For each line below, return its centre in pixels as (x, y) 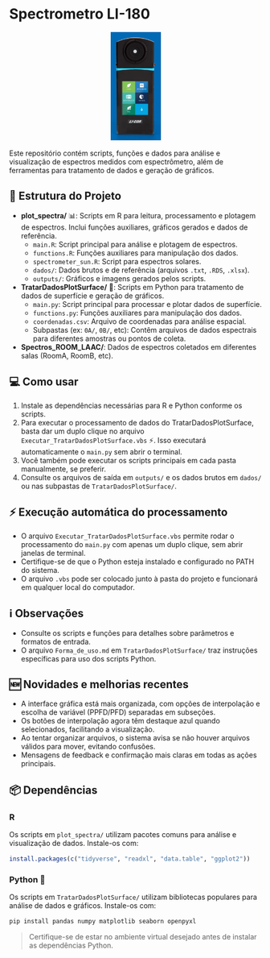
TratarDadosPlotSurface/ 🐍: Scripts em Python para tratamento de (132, 287)
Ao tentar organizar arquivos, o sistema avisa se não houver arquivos (135, 738)
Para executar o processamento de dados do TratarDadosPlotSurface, (137, 422)
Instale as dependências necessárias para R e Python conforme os (131, 405)
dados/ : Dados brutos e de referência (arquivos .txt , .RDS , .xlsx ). (141, 270)
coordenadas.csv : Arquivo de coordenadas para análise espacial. (139, 321)
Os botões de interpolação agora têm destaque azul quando (120, 721)
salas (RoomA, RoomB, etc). (67, 355)
